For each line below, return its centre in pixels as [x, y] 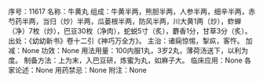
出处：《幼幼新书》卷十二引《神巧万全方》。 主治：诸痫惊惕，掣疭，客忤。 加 [130, 41]
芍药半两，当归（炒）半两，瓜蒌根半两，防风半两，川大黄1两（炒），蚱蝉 [125, 21]
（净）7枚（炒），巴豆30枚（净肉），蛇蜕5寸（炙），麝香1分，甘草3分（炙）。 [130, 31]
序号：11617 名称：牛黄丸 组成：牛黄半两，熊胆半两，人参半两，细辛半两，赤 [132, 11]
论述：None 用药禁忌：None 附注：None [81, 70]
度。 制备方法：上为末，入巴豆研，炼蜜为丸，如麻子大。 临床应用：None [126, 60]
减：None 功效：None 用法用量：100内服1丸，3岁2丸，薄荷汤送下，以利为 [128, 50]
